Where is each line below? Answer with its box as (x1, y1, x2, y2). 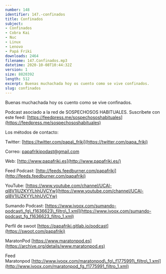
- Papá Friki (5, 49, 32, 54)
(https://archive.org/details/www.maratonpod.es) (5, 243, 106, 249)
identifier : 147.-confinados (5, 12, 65, 17)
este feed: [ (5, 114, 29, 120)
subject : (5, 21, 23, 26)
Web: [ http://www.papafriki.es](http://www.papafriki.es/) (5, 158, 121, 164)
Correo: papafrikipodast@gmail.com (5, 148, 79, 154)
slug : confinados (5, 85, 41, 91)
